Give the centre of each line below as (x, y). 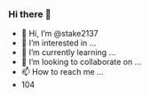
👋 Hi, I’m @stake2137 (59, 34)
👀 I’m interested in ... (59, 43)
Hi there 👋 (30, 14)
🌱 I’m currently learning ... (68, 53)
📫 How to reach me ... (62, 72)
